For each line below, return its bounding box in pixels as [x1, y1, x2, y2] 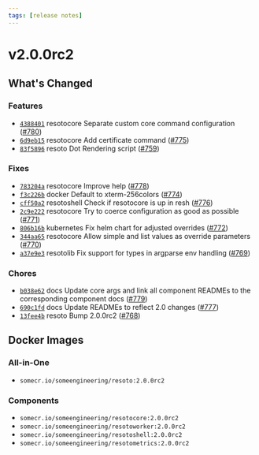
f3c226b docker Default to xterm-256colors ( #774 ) [19, 189, 183, 199]
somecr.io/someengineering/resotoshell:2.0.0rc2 [19, 431, 183, 439]
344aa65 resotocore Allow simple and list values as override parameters [19, 231, 250, 241]
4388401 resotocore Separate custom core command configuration [19, 118, 235, 128]
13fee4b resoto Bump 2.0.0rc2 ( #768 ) [19, 311, 141, 320]
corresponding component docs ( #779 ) [19, 294, 148, 304]
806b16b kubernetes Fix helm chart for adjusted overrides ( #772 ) [19, 222, 228, 233]
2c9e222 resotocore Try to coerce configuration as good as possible [19, 206, 239, 215]
